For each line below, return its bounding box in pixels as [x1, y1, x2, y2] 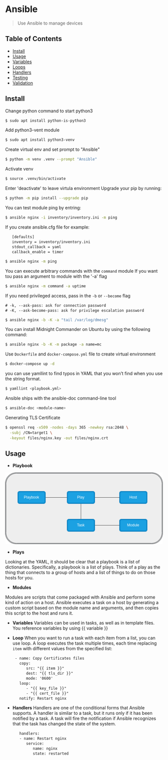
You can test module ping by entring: [5, 205, 81, 211]
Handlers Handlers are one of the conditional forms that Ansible [12, 705, 145, 711]
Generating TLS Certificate [5, 415, 60, 421]
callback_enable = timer [11, 249, 64, 254]
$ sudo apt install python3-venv [5, 137, 75, 142]
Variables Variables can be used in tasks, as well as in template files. [12, 620, 155, 626]
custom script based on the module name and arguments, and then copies [5, 605, 159, 611]
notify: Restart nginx [19, 696, 66, 701]
